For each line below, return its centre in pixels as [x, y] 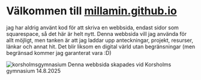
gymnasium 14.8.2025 [34, 70]
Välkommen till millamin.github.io [91, 11]
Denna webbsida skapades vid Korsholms [120, 64]
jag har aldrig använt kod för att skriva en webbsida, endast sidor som [92, 27]
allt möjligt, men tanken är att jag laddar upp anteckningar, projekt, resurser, [100, 40]
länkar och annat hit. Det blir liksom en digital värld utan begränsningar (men [101, 47]
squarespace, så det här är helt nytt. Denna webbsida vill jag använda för [97, 33]
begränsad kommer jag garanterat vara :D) [59, 53]
